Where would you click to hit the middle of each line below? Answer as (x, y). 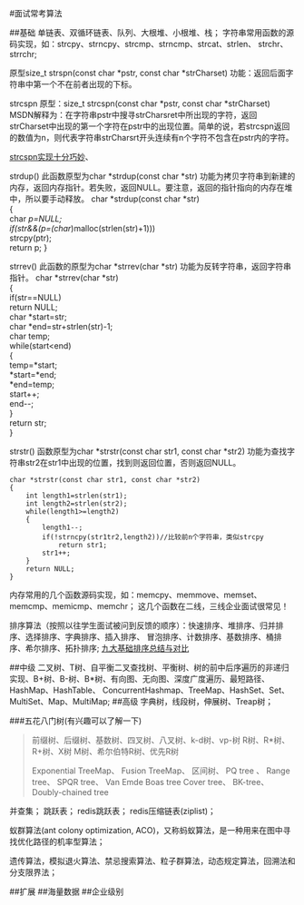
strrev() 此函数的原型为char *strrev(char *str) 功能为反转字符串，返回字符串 (151, 266)
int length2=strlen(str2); (77, 504)
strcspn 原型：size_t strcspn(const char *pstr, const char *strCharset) (140, 103)
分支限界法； (33, 872)
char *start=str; (39, 317)
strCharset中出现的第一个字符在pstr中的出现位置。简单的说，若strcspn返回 (150, 126)
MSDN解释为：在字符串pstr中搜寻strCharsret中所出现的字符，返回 (133, 115)
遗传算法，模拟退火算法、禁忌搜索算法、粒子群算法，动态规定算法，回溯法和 (152, 861)
